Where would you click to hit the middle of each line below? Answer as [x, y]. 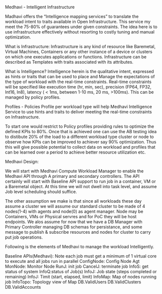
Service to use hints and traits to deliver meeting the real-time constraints [78, 112]
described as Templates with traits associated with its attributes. [69, 62]
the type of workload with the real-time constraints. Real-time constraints [78, 82]
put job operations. [24, 237]
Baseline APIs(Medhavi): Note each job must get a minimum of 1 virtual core [81, 256]
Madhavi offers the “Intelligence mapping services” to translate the [72, 16]
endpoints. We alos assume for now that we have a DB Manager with [74, 222]
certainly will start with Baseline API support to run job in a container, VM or [81, 181]
